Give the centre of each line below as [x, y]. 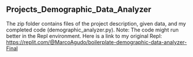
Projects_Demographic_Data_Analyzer [79, 10]
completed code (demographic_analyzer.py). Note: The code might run [92, 30]
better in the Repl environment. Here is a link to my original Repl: [84, 36]
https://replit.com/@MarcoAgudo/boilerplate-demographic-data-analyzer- [97, 42]
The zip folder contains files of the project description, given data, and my [96, 23]
